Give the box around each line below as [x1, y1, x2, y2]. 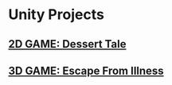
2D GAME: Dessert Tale [8, 37, 127, 51]
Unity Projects [8, 6, 105, 24]
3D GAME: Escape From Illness [8, 64, 165, 77]
